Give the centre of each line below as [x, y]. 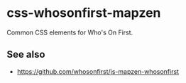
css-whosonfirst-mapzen [84, 13]
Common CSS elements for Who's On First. [70, 32]
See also [26, 55]
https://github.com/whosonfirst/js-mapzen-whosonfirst [98, 71]
